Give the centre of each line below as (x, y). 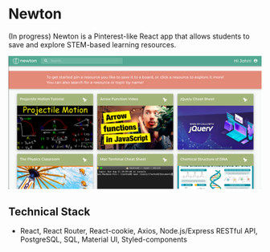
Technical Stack (49, 211)
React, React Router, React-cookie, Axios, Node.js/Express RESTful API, (139, 231)
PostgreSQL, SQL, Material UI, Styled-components (103, 240)
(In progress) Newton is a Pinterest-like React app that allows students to (129, 36)
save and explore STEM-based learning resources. (92, 44)
